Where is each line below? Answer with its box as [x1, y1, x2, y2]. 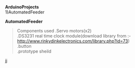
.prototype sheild [17, 48, 52, 54]
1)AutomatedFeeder [5, 9, 45, 15]
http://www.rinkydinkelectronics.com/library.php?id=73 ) [17, 38, 130, 44]
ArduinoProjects [5, 4, 39, 10]
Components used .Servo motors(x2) [17, 28, 92, 33]
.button [17, 43, 32, 49]
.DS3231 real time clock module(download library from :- [17, 33, 131, 39]
